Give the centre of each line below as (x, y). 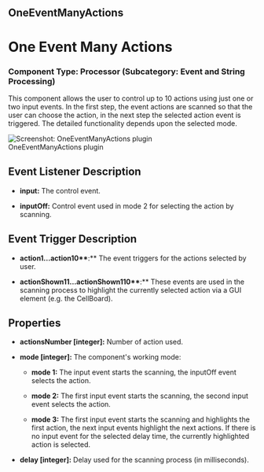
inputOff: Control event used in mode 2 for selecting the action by (126, 206)
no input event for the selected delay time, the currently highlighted (140, 437)
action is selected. (61, 444)
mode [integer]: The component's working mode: (100, 357)
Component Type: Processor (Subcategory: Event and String (126, 72)
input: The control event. (60, 190)
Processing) (32, 81)
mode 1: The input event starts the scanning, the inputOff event (134, 372)
